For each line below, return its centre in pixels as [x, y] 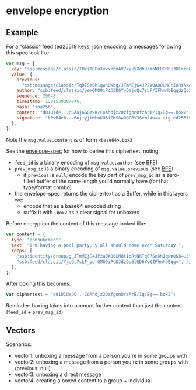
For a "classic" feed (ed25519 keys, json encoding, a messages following [94, 46]
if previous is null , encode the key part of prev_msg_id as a [94, 175]
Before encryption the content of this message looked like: [76, 224]
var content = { [26, 235]
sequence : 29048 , [38, 96]
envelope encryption [57, 11]
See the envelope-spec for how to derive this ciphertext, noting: [83, 151]
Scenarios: [19, 344]
